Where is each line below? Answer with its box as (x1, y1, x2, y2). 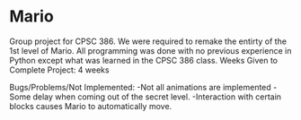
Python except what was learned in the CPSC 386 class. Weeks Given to (9, 55, 279, 65)
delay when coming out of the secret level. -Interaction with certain (32, 91, 281, 102)
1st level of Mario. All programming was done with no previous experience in (9, 45, 292, 56)
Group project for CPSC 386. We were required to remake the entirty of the (9, 36, 288, 47)
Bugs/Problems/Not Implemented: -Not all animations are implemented (9, 81, 271, 92)
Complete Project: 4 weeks (9, 64, 110, 75)
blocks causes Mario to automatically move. (9, 100, 173, 111)
